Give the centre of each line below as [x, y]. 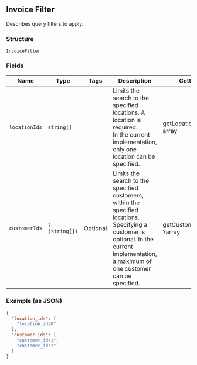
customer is [129, 232]
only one [124, 149]
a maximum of [132, 261]
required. [125, 127]
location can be [134, 156]
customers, [128, 196]
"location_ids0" [37, 324]
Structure [20, 39]
